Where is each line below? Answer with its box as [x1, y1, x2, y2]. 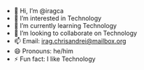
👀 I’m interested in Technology [13, 14, 102, 22]
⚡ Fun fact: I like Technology [13, 55, 96, 63]
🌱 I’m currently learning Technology [13, 22, 117, 29]
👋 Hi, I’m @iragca [13, 7, 64, 15]
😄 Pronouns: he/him [13, 47, 73, 55]
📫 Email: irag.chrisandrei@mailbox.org [13, 37, 127, 45]
